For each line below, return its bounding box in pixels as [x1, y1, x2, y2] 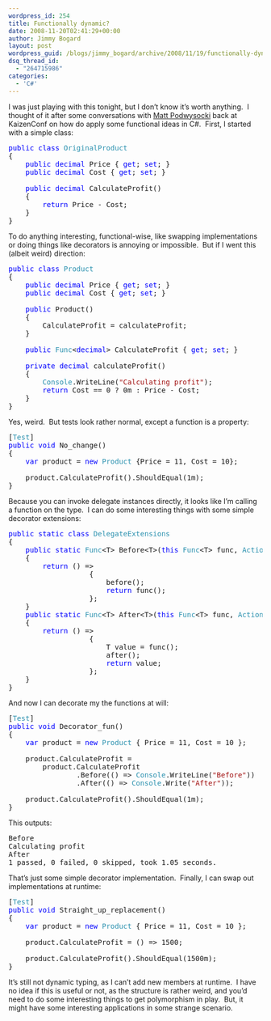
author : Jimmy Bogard [8, 34, 81, 43]
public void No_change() [8, 440, 106, 450]
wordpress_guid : [8, 49, 63, 57]
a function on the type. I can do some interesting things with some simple [8, 505, 254, 515]
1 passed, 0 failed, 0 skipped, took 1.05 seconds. [8, 858, 218, 866]
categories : [8, 72, 48, 80]
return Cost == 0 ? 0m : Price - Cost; [42, 385, 200, 395]
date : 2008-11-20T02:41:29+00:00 [8, 27, 121, 35]
